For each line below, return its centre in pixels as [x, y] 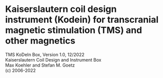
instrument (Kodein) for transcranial [82, 20]
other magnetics [40, 41]
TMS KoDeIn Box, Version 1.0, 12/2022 [45, 54]
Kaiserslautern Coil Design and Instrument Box [53, 60]
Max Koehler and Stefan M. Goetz [40, 65]
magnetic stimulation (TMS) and [74, 30]
